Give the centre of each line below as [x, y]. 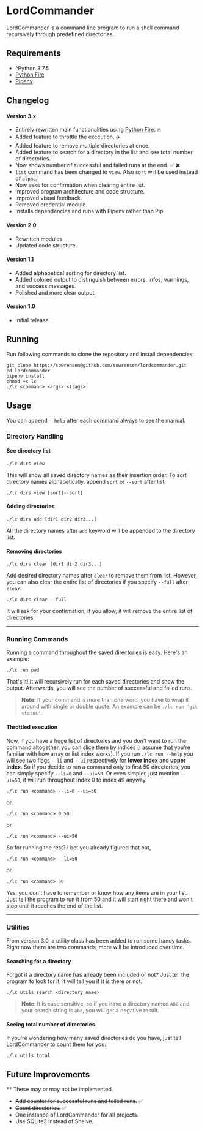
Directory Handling [35, 436]
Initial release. [33, 320]
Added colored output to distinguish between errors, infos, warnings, [102, 279]
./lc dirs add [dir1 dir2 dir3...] [52, 519]
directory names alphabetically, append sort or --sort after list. [86, 481]
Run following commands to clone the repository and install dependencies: [100, 354]
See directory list [28, 451]
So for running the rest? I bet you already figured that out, [79, 847]
